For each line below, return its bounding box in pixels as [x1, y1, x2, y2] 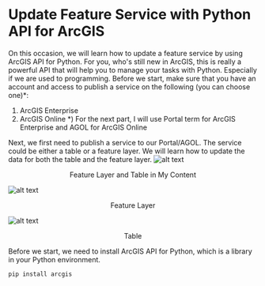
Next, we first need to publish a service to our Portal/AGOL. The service [8, 137, 242, 147]
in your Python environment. [8, 254, 101, 264]
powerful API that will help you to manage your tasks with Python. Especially [8, 65, 257, 74]
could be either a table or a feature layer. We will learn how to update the [8, 146, 245, 156]
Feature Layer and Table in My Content [70, 170, 196, 179]
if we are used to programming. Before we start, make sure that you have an [8, 73, 256, 83]
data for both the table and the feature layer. [8, 154, 153, 164]
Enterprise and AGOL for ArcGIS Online [19, 122, 148, 132]
